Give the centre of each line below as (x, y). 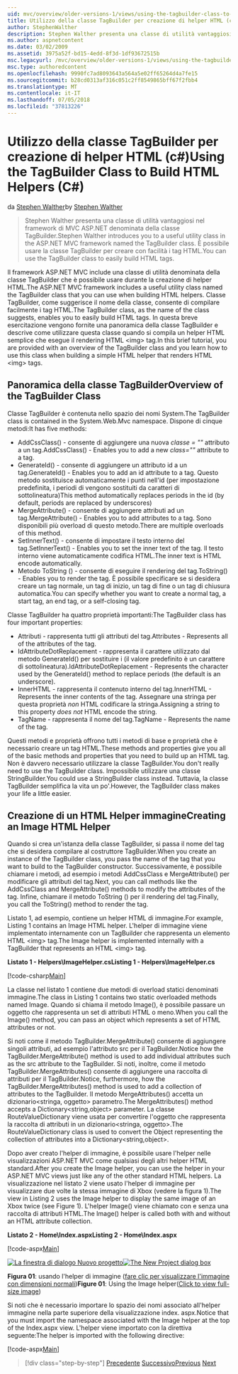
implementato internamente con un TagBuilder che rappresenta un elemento (119, 933)
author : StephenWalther (42, 27)
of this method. (40, 533)
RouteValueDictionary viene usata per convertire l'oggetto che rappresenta (117, 1117)
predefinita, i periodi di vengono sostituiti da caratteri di (98, 487)
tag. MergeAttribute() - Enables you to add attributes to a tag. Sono (114, 518)
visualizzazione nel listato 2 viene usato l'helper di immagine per (101, 1183)
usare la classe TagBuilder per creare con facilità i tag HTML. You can (125, 250)
